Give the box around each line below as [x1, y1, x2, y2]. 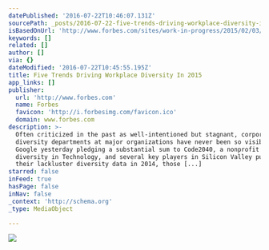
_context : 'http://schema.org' [8, 197, 113, 205]
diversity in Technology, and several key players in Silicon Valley [15, 153, 252, 161]
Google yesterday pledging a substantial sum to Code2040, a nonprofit [15, 145, 260, 153]
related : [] [8, 42, 48, 50]
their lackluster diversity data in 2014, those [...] [15, 161, 203, 169]
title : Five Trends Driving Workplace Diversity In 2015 [8, 71, 203, 79]
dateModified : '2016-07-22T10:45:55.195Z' [8, 64, 152, 72]
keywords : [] [8, 34, 52, 42]
